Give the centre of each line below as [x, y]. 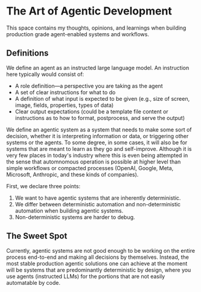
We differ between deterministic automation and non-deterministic [98, 204]
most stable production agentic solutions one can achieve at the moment [97, 263]
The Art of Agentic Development [89, 11]
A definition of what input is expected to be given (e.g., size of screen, [102, 98]
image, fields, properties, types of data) [64, 105]
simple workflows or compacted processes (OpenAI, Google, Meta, [90, 168]
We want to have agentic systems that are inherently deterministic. [98, 198]
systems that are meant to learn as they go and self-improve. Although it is [99, 148]
